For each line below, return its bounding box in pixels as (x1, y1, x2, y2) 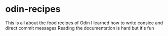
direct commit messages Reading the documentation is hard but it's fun (5, 25, 154, 31)
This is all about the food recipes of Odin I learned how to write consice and (5, 20, 163, 26)
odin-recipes (5, 3, 61, 15)
